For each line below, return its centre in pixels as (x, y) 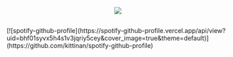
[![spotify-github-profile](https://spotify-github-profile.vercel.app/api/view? (116, 31)
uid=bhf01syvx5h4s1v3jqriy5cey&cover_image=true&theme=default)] (108, 38)
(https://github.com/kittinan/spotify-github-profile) (80, 46)
